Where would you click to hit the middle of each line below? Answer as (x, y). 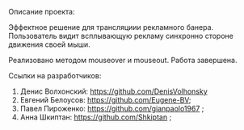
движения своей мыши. (49, 44)
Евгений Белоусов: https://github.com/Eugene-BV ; (105, 100)
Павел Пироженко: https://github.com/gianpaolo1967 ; (112, 109)
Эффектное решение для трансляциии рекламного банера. (111, 27)
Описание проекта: (42, 12)
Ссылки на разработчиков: (55, 75)
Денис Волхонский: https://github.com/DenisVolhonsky (114, 91)
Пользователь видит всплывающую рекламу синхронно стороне (121, 36)
